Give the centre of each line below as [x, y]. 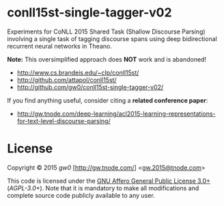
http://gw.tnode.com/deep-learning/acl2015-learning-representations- [116, 114]
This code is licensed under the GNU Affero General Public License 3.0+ [109, 181]
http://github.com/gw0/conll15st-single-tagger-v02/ [90, 87]
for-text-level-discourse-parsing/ [64, 120]
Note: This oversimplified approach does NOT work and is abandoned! [107, 59]
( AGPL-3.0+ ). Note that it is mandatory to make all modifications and [103, 188]
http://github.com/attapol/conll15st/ [67, 79]
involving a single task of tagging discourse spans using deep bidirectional [112, 38]
